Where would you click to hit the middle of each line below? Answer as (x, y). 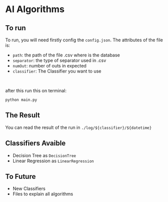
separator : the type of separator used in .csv (59, 60)
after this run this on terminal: (36, 91)
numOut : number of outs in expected (50, 66)
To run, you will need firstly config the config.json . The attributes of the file (84, 40)
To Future (21, 177)
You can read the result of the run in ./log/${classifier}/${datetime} (78, 127)
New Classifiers (29, 189)
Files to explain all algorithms (43, 194)
